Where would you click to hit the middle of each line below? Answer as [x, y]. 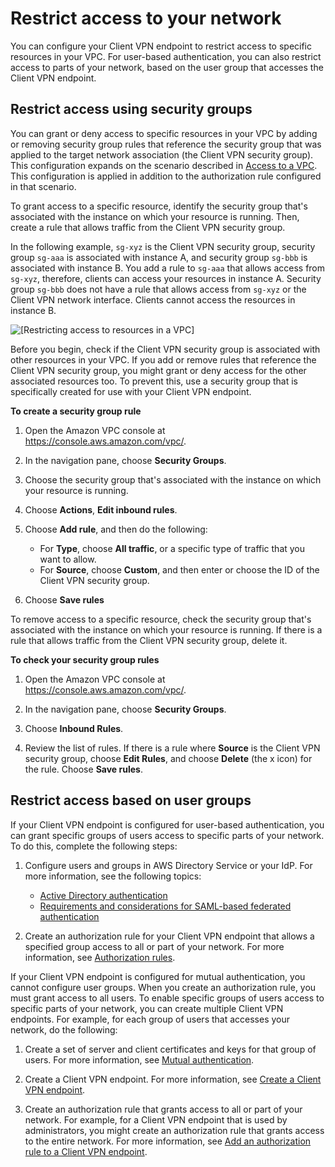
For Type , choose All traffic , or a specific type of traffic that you [172, 548]
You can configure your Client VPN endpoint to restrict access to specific [161, 46]
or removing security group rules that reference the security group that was [166, 144]
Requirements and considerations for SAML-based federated [165, 906]
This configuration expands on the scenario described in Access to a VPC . [164, 165]
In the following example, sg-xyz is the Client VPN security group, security [163, 246]
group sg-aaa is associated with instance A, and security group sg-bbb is [159, 257]
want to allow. [68, 559]
